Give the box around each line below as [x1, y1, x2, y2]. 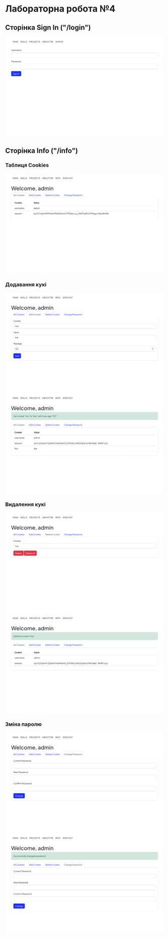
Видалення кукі [5, 501, 46, 508]
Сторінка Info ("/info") [5, 146, 78, 155]
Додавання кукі [5, 281, 47, 288]
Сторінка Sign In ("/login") [5, 23, 92, 32]
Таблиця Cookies [5, 161, 49, 168]
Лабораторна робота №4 [5, 3, 116, 15]
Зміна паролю [5, 721, 42, 728]
